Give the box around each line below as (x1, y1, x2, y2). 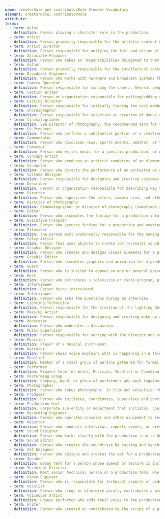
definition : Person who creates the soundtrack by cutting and (14, 443, 146, 448)
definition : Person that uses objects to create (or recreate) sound (14, 241, 160, 246)
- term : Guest (9, 264, 38, 269)
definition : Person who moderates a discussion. (14, 323, 115, 328)
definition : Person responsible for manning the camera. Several (14, 85, 151, 90)
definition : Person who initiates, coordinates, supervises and (14, 397, 148, 402)
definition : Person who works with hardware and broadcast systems (14, 76, 155, 81)
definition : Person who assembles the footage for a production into (14, 213, 160, 218)
